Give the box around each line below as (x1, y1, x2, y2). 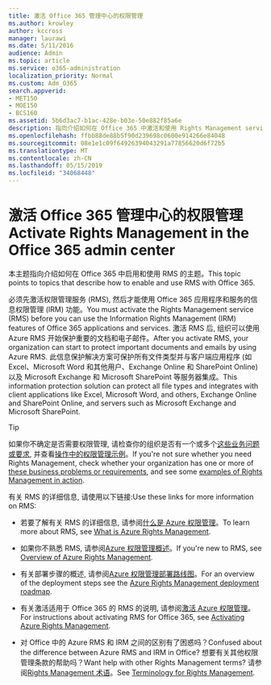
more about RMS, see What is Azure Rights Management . (19, 526, 211, 536)
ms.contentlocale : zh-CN (8, 154, 92, 162)
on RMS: (8, 500, 37, 510)
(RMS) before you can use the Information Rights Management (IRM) (8, 313, 236, 323)
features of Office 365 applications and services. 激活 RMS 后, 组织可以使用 (8, 323, 261, 333)
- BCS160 (8, 110, 38, 118)
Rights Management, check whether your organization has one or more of (8, 458, 254, 467)
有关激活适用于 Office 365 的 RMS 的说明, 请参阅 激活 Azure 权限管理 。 (19, 603, 256, 612)
